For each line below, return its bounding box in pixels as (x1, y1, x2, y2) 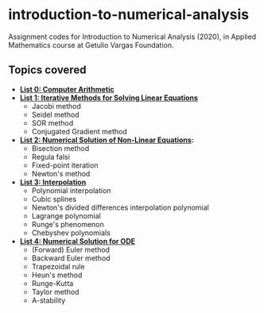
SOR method (31, 118, 74, 128)
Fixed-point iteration (31, 160, 99, 170)
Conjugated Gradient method (31, 126, 127, 136)
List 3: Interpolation (19, 177, 87, 187)
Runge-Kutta (31, 278, 74, 288)
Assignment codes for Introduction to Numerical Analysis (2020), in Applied (8, 32, 257, 41)
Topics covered (8, 64, 87, 77)
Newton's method (31, 168, 91, 178)
